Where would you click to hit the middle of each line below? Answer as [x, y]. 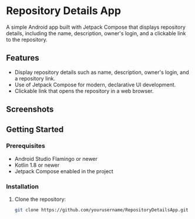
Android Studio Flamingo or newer [56, 159]
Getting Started [35, 129]
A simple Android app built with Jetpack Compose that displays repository [96, 27]
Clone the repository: [40, 199]
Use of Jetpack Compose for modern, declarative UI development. [95, 85]
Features [23, 58]
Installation [23, 186]
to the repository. [27, 39]
